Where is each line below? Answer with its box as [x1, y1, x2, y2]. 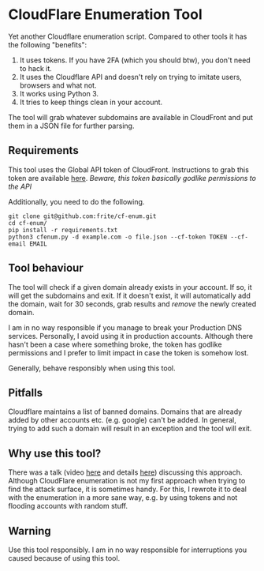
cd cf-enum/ [8, 219, 47, 227]
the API [8, 182, 32, 191]
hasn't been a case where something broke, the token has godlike [8, 340, 222, 349]
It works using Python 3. [19, 88, 99, 98]
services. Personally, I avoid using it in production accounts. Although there [8, 331, 254, 340]
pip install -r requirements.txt [8, 226, 118, 234]
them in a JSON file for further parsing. [8, 121, 135, 130]
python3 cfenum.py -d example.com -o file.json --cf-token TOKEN [8, 233, 227, 241]
